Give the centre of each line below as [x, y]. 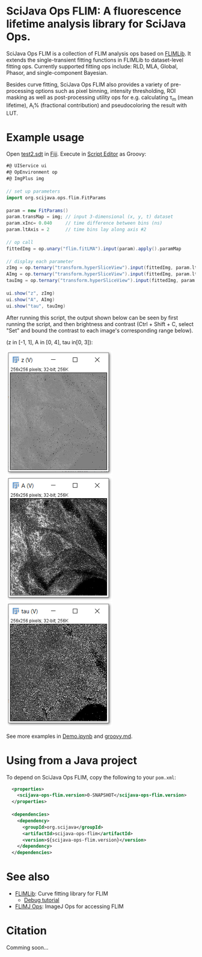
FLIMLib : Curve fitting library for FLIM [61, 894]
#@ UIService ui [26, 166]
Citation [26, 931]
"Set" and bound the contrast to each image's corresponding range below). [100, 330]
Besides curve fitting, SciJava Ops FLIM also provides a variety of [88, 84]
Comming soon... [27, 948]
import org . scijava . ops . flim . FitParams [56, 197]
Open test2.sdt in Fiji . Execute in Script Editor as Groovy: [76, 154]
